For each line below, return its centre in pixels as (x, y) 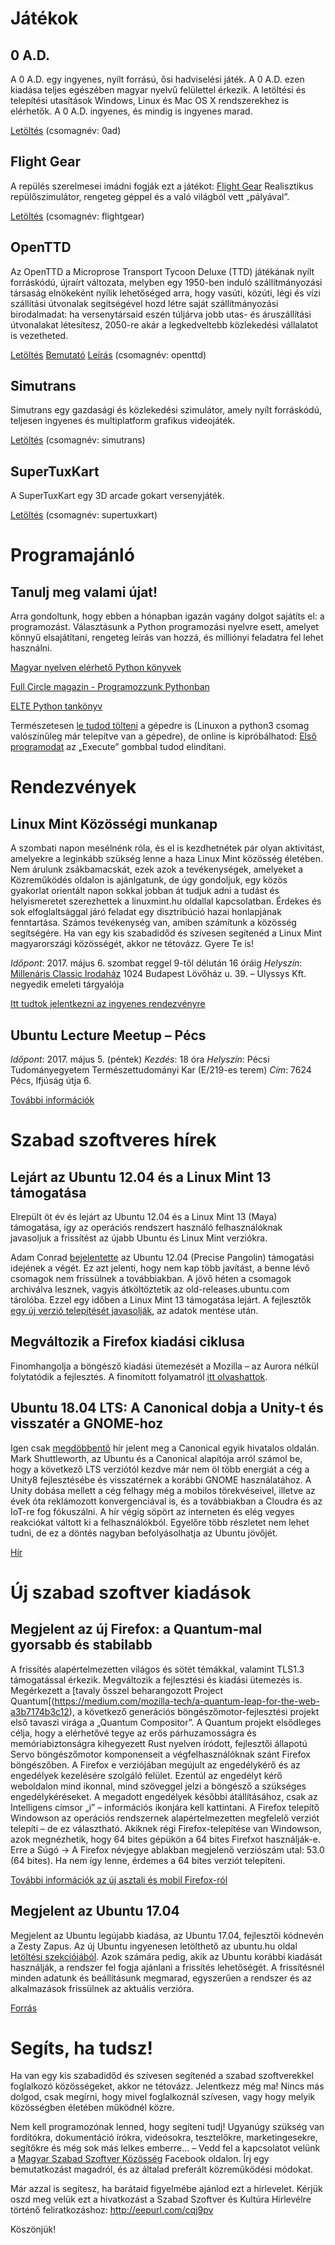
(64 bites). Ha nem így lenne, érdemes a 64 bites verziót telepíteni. (148, 1860)
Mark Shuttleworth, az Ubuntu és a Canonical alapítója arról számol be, (156, 1458)
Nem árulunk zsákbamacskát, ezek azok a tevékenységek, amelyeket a (157, 869)
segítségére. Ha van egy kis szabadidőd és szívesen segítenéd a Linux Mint (166, 933)
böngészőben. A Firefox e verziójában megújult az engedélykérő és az (155, 1764)
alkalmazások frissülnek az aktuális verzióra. (102, 1988)
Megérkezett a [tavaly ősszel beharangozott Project (117, 1690)
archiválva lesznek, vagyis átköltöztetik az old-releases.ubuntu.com (150, 1289)
